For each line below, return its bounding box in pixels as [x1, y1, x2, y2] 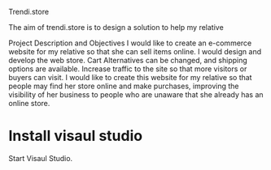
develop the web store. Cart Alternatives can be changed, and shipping [8, 56, 248, 65]
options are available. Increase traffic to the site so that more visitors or [8, 64, 247, 74]
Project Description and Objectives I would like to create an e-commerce [8, 38, 252, 48]
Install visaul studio [8, 127, 143, 145]
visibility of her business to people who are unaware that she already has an [8, 90, 264, 100]
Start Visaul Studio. [8, 153, 73, 163]
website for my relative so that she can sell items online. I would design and [8, 47, 262, 56]
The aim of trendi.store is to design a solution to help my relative [8, 23, 224, 32]
